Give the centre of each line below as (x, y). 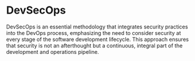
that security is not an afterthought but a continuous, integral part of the (95, 46)
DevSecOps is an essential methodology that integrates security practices (97, 27)
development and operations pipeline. (53, 52)
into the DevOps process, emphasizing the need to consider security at (94, 33)
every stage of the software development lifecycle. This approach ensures (97, 39)
